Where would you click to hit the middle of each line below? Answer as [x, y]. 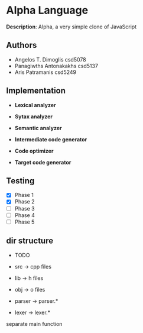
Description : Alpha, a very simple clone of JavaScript [71, 27]
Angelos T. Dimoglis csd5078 [51, 59]
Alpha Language [47, 10]
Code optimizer [34, 151]
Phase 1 [24, 195]
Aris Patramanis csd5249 [45, 72]
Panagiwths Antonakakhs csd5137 [56, 66]
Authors [22, 45]
